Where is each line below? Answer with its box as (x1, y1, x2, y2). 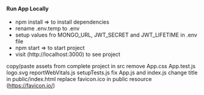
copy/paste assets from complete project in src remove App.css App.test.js (6, 63, 196, 70)
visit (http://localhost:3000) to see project (15, 51, 121, 58)
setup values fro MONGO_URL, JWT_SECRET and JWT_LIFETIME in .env (15, 31, 197, 39)
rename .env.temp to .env (15, 25, 80, 32)
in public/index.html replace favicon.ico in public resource (6, 76, 152, 83)
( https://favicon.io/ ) (6, 82, 56, 90)
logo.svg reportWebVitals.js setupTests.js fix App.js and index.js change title (6, 69, 198, 76)
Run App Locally (6, 5, 49, 12)
